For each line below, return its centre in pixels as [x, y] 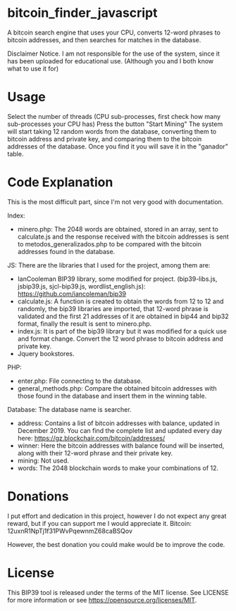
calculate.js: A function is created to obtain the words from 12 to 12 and [120, 301]
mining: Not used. [43, 460]
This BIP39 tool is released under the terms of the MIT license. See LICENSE [118, 592]
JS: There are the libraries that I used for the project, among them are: [109, 265]
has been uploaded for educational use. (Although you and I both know [111, 61]
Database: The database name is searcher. [69, 409]
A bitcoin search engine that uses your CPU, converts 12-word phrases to [114, 32]
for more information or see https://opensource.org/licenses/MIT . [102, 600]
